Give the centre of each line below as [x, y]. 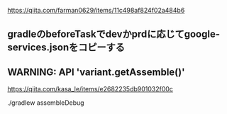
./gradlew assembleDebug [46, 103]
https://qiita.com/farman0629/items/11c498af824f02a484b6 [96, 10]
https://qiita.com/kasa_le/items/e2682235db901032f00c [90, 89]
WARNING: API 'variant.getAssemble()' [96, 72]
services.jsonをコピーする [66, 48]
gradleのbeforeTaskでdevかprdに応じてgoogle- [114, 34]
